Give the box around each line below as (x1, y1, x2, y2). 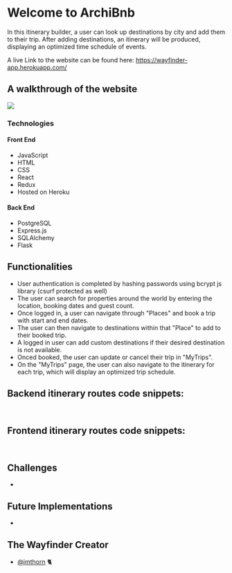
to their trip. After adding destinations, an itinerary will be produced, (7, 35, 201, 43)
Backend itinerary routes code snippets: (7, 388, 185, 399)
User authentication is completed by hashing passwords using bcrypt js (17, 279, 222, 288)
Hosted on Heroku (17, 188, 70, 196)
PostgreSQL (17, 219, 52, 228)
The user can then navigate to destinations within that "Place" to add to (17, 323, 222, 331)
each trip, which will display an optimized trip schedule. (17, 367, 176, 376)
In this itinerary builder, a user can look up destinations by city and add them (7, 28, 226, 36)
